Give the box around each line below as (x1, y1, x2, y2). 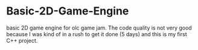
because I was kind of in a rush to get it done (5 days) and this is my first (6, 30, 187, 37)
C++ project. (6, 37, 38, 44)
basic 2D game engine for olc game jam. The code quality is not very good (6, 24, 192, 31)
